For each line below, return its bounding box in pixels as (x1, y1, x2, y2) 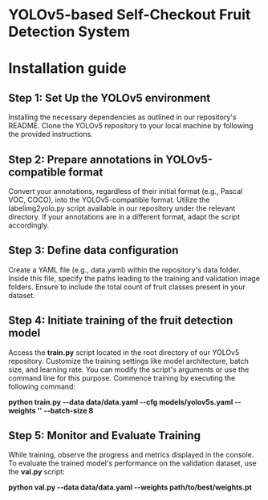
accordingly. (8, 220, 50, 230)
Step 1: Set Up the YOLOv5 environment (8, 91, 211, 105)
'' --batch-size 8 (37, 405, 94, 415)
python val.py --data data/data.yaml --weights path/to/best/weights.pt (8, 482, 253, 492)
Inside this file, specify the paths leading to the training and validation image (8, 273, 261, 283)
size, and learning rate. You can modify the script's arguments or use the (8, 365, 250, 374)
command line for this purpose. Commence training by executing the (8, 373, 236, 382)
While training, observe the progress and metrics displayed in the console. (8, 450, 254, 460)
